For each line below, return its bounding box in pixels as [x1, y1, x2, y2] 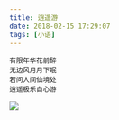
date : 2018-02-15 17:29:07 [9, 22, 111, 31]
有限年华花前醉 [9, 56, 57, 66]
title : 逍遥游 [9, 13, 59, 23]
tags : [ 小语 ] [9, 30, 56, 39]
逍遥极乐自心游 [9, 85, 57, 95]
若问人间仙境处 [9, 76, 57, 85]
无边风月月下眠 [9, 66, 57, 75]
